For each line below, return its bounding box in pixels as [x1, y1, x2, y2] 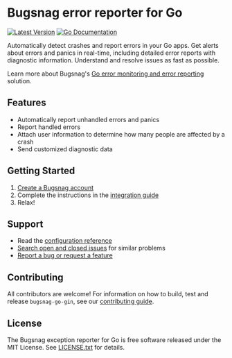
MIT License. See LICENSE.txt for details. [7, 343, 125, 351]
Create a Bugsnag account [17, 183, 94, 191]
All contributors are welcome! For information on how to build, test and [7, 290, 209, 298]
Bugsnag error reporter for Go [7, 5, 183, 21]
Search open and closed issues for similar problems [17, 244, 166, 253]
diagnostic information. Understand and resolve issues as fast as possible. [7, 56, 220, 64]
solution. [7, 76, 33, 85]
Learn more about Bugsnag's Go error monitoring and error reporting [7, 69, 204, 78]
